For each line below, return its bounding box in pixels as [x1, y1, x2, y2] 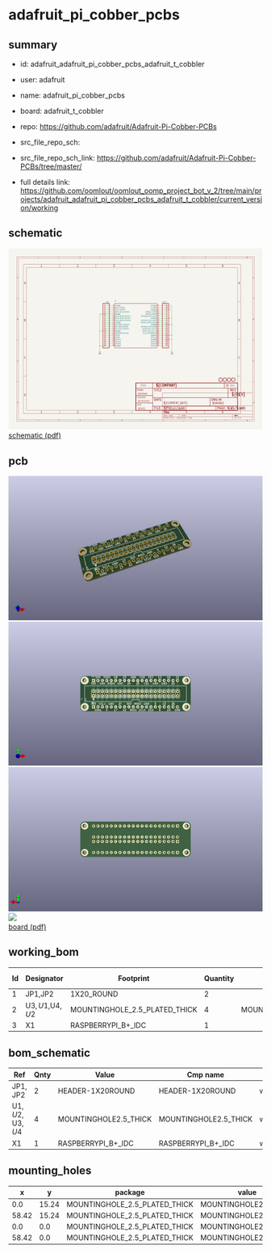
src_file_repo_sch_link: [19, 153, 95, 162]
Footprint [118, 973, 150, 983]
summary [8, 38, 58, 52]
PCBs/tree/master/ [19, 161, 82, 171]
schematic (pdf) [8, 430, 62, 441]
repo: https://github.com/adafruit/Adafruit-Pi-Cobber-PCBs [19, 122, 218, 131]
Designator [25, 973, 64, 983]
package [115, 1188, 145, 1197]
